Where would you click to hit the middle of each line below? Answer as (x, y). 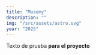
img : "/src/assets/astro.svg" (44, 23)
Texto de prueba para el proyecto (48, 46)
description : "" (26, 18)
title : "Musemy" (26, 12)
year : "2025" (22, 29)
